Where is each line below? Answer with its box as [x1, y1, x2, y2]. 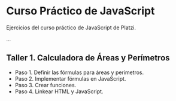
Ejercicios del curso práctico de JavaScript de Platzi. [6, 24, 136, 31]
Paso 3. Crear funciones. [14, 81, 77, 88]
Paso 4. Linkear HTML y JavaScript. [14, 88, 104, 95]
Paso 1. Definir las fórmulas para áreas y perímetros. [14, 69, 144, 76]
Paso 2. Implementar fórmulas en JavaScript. [14, 75, 126, 82]
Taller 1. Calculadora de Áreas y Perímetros [6, 53, 170, 63]
